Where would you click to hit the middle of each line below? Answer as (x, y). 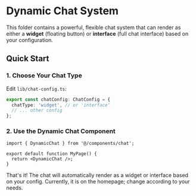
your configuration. (30, 40)
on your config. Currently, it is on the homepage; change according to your (98, 182)
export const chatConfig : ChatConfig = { (58, 99)
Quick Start (28, 59)
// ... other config (37, 110)
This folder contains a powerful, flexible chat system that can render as (94, 27)
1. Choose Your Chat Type (44, 75)
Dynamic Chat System (63, 11)
